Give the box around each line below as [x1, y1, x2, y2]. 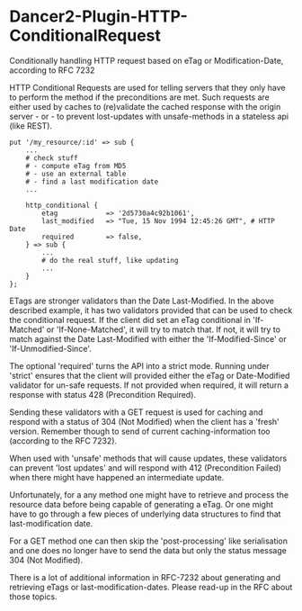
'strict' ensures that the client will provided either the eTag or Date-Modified [9, 370, 290, 381]
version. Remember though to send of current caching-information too [9, 426, 271, 436]
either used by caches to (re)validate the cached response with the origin [9, 101, 281, 112]
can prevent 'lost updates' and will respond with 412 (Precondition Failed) [9, 462, 281, 473]
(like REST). [9, 120, 52, 131]
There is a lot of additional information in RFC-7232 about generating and [9, 571, 281, 582]
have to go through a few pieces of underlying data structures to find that [9, 508, 281, 519]
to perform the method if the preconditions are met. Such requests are [9, 92, 270, 103]
